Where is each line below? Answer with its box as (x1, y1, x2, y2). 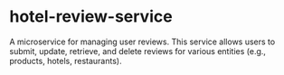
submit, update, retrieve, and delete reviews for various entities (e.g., (9, 45, 267, 56)
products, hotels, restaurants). (9, 55, 122, 66)
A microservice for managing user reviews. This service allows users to (9, 36, 276, 47)
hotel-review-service (9, 6, 174, 27)
